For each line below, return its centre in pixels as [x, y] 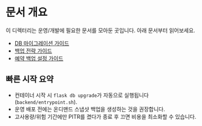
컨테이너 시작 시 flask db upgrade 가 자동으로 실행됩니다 [82, 95]
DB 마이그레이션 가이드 [42, 43]
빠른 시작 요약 [30, 79]
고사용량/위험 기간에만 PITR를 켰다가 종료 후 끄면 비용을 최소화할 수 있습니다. [105, 116]
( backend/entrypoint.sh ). [46, 102]
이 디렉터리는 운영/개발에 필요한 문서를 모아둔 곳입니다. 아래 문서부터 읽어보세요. [100, 30]
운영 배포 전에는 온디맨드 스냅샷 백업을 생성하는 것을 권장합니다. [89, 109]
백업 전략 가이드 [33, 51]
